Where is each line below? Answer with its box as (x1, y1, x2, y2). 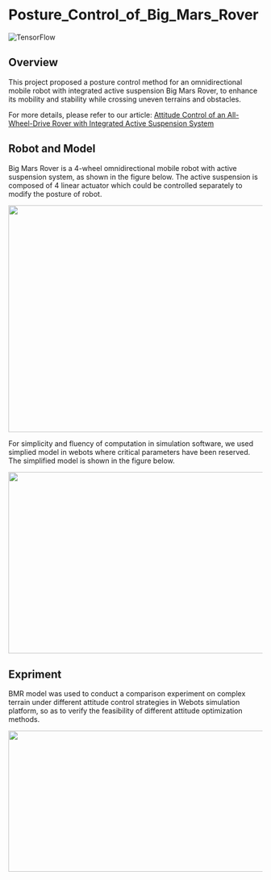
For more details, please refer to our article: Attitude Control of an (8, 110, 226, 119)
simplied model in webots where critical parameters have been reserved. (8, 447, 251, 457)
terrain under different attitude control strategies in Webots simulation (8, 698, 240, 707)
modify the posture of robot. (8, 189, 102, 198)
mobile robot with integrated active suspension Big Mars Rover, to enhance (8, 85, 258, 95)
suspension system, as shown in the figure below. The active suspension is (8, 172, 258, 181)
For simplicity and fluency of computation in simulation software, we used (8, 438, 254, 448)
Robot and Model (8, 142, 96, 156)
